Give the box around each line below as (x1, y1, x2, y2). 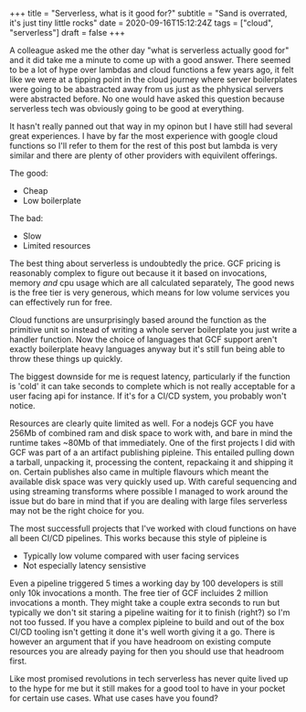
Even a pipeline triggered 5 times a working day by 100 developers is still (9, 578, 283, 589)
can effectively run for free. (9, 297, 112, 307)
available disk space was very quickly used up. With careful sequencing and (9, 476, 297, 487)
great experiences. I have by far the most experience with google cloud (9, 131, 279, 141)
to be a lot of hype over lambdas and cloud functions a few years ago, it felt (9, 64, 294, 75)
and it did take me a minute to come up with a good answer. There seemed (9, 55, 291, 65)
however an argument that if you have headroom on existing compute (9, 636, 271, 647)
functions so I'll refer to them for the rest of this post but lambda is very (9, 141, 279, 151)
